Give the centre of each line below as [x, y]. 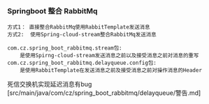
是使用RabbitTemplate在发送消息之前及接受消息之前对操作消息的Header [111, 70]
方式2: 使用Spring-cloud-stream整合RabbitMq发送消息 [82, 35]
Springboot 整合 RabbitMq [52, 10]
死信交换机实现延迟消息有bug [50, 84]
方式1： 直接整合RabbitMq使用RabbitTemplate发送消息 [79, 27]
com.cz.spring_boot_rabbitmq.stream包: [65, 48]
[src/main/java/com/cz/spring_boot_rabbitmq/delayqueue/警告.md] [104, 93]
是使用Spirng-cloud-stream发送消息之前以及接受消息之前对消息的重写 [109, 56]
